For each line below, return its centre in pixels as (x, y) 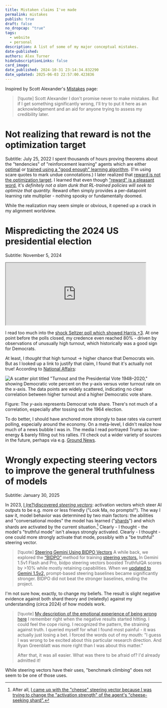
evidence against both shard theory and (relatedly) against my (69, 599)
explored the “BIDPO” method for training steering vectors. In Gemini (88, 558)
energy (12, 435)
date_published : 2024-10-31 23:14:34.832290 (52, 70)
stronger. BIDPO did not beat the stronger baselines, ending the (82, 579)
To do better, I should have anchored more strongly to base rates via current (83, 419)
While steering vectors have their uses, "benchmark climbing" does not (78, 670)
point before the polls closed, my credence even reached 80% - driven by (81, 338)
